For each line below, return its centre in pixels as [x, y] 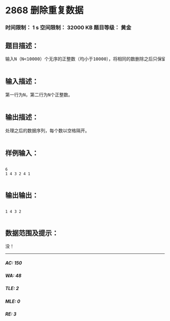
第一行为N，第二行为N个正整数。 [39, 95]
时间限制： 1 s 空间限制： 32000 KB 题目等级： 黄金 [68, 27]
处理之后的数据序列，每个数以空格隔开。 [47, 131]
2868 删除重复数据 [44, 10]
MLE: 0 [13, 301]
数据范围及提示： [32, 233]
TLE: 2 [12, 288]
